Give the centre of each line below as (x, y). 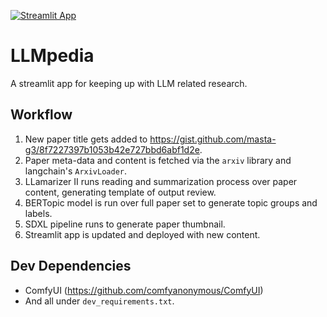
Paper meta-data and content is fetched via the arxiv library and (158, 160)
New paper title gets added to (86, 139)
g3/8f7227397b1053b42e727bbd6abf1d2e (112, 149)
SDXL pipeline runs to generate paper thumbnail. (125, 224)
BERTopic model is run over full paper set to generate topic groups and (171, 202)
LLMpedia (52, 56)
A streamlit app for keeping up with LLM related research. (129, 83)
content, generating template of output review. (120, 192)
